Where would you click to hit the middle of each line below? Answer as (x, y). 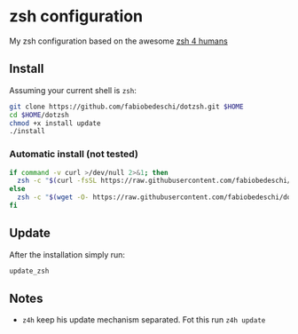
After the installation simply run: (67, 254)
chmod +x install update (55, 123)
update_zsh (29, 271)
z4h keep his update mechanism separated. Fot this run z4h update (144, 320)
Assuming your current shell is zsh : (73, 90)
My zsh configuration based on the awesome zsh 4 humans (118, 41)
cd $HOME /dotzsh (39, 115)
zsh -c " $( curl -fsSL (57, 181)
